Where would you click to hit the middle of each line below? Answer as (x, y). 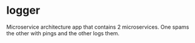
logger (23, 10)
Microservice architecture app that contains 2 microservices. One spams (98, 27)
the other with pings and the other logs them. (63, 33)
